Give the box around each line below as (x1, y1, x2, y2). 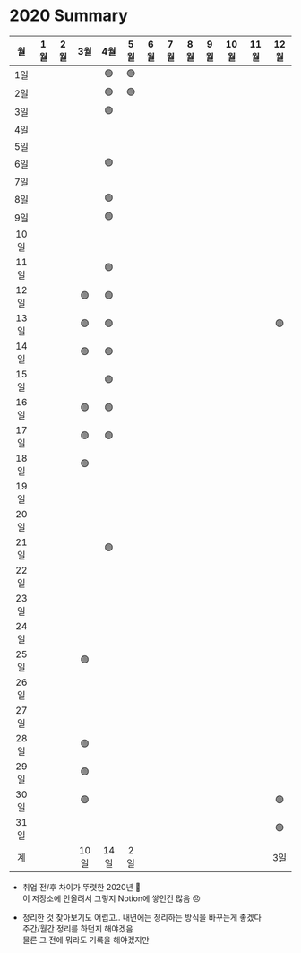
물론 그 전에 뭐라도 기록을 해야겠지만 (21, 934, 150, 945)
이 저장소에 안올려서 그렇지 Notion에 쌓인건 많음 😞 (21, 893, 202, 904)
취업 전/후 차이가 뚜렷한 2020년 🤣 (21, 881, 142, 892)
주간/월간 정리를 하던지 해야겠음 (21, 923, 133, 933)
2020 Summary (9, 5, 128, 26)
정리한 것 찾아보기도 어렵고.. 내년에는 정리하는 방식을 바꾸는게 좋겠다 (21, 912, 262, 923)
